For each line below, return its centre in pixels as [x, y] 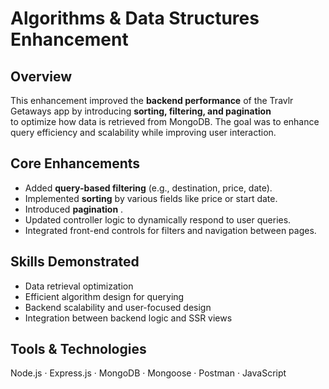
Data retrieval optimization [79, 286]
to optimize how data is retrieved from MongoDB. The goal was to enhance [165, 121]
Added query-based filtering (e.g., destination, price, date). [148, 188]
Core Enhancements [75, 163]
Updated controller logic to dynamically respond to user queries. [158, 219]
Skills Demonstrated [75, 262]
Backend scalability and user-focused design [118, 307]
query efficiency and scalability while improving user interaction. [143, 132]
